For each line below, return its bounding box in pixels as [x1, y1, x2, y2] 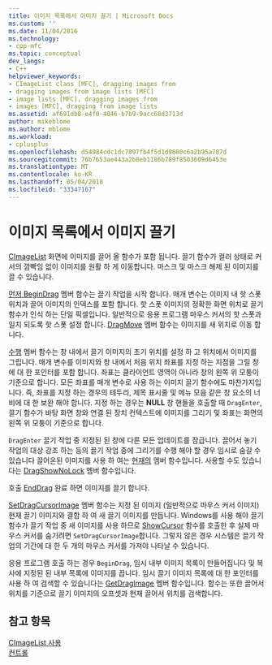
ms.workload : [8, 132, 53, 140]
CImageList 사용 [8, 637, 62, 647]
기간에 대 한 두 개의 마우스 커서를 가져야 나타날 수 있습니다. [23, 541, 209, 551]
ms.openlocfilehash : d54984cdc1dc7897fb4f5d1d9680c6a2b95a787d [8, 148, 227, 156]
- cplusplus [8, 140, 49, 149]
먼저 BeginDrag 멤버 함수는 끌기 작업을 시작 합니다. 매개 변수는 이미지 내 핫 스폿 [8, 289, 262, 299]
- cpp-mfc [8, 42, 42, 50]
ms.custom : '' [8, 19, 57, 28]
